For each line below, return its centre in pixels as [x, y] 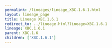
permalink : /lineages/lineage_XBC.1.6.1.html [53, 10]
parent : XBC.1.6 [21, 33]
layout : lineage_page [27, 14]
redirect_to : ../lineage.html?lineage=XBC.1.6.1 [56, 24]
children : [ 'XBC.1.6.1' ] [30, 38]
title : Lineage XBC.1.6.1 [31, 19]
